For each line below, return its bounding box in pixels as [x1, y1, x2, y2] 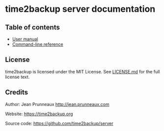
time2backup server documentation [5, 3, 156, 15]
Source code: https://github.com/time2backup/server [5, 120, 113, 126]
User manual [12, 36, 38, 42]
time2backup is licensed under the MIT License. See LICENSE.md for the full [5, 68, 160, 74]
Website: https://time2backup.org [5, 111, 73, 117]
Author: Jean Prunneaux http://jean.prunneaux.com [5, 101, 109, 107]
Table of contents [5, 23, 60, 32]
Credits [5, 88, 28, 97]
